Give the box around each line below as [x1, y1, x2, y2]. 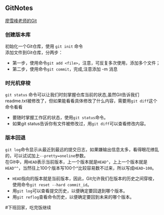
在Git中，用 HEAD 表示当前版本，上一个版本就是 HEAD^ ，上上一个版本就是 [5, 159, 148, 165]
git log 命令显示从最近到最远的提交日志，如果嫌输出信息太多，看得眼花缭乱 [5, 146, 160, 152]
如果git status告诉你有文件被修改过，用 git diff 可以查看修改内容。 [12, 121, 149, 127]
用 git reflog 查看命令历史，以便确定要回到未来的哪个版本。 [12, 194, 134, 200]
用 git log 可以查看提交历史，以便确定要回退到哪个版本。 [12, 187, 127, 194]
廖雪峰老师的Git [5, 17, 37, 24]
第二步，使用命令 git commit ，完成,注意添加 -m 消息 [12, 66, 118, 72]
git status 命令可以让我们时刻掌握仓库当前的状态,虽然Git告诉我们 [5, 92, 139, 98]
